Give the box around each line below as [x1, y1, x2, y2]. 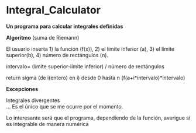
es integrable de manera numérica [6, 120, 89, 127]
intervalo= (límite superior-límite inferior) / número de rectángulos [6, 62, 165, 70]
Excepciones [6, 85, 39, 92]
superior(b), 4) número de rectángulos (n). [6, 51, 109, 58]
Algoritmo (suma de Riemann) [6, 34, 80, 41]
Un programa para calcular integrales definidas [6, 23, 123, 30]
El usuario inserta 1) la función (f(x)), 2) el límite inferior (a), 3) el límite [6, 45, 175, 52]
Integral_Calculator [6, 3, 101, 17]
